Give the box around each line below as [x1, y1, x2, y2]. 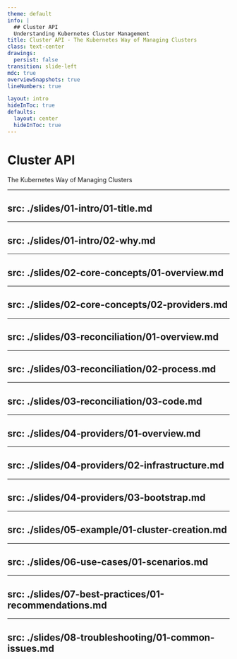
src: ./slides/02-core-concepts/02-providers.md [7, 299, 228, 311]
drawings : [7, 50, 37, 57]
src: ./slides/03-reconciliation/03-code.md [7, 395, 202, 407]
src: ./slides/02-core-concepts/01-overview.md [7, 266, 224, 279]
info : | [7, 17, 30, 24]
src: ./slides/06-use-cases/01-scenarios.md [7, 556, 209, 568]
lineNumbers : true [7, 83, 61, 90]
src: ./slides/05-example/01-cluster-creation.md [7, 524, 227, 536]
